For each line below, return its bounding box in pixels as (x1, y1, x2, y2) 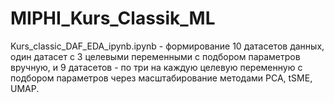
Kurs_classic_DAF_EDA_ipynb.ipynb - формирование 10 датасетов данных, (10, 40, 325, 52)
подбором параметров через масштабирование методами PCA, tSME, (10, 72, 313, 84)
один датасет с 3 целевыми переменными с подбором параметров (10, 50, 301, 62)
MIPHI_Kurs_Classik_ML (10, 7, 216, 30)
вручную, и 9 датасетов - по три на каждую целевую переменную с (10, 61, 303, 73)
